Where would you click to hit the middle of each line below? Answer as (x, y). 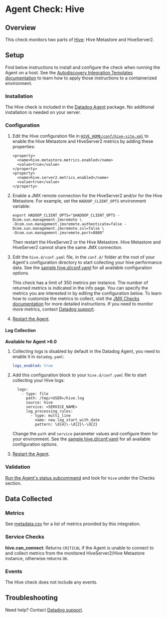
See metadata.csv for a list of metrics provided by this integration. (73, 524)
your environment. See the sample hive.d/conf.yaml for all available (81, 439)
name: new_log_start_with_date (67, 420)
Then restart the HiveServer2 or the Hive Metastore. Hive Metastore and (86, 242)
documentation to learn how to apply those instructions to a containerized (81, 78)
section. (13, 483)
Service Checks (25, 537)
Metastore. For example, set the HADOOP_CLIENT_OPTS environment (79, 201)
